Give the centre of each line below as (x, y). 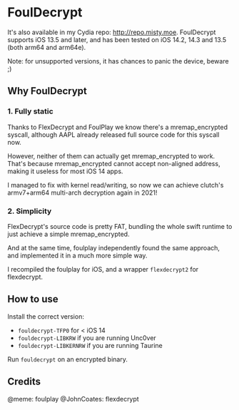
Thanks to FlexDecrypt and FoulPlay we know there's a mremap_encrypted (118, 127)
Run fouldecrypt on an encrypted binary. (68, 359)
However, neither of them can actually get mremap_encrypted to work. (111, 156)
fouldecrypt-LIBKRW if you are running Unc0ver (87, 338)
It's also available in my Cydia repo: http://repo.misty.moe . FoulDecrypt (112, 32)
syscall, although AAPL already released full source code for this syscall (113, 134)
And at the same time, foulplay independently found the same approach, (113, 247)
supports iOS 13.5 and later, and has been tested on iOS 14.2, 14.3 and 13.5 (117, 39)
